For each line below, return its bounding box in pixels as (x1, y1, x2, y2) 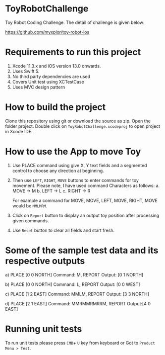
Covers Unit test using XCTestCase (12, 79, 84, 85)
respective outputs (5, 255, 85, 266)
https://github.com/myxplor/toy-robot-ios (5, 29, 90, 35)
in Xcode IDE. (5, 128, 33, 134)
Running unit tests (5, 323, 82, 335)
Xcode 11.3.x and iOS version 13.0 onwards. (12, 63, 101, 69)
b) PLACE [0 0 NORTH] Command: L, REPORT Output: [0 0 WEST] (5, 281, 140, 287)
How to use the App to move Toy (5, 146, 141, 157)
